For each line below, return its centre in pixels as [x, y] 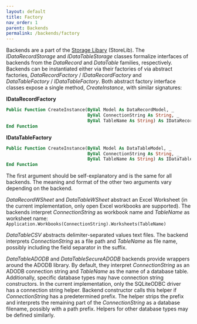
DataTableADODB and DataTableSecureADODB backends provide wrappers [98, 259]
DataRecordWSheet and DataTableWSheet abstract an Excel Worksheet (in [97, 200]
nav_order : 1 [22, 22]
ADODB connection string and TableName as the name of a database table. [97, 272]
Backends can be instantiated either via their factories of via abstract [89, 69]
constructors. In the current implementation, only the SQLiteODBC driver [94, 284]
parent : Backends [27, 28]
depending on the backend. [40, 188]
